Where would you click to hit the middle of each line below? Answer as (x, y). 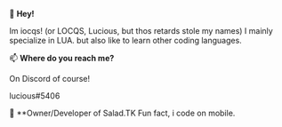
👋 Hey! (22, 14)
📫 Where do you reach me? (62, 58)
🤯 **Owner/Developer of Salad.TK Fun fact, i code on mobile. (122, 113)
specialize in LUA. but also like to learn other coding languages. (125, 40)
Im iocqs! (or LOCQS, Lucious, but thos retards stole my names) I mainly (141, 31)
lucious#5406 (35, 96)
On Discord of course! (50, 79)
